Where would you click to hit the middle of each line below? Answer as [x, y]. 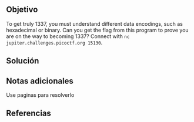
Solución [23, 61]
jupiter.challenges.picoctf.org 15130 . [54, 42]
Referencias [29, 113]
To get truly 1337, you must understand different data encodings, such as [95, 23]
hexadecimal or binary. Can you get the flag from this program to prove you [98, 30]
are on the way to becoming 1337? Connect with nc [68, 36]
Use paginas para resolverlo [40, 95]
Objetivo [22, 10]
